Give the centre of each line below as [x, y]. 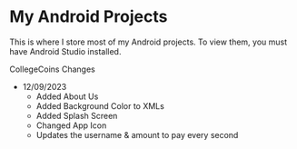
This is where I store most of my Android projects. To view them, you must [148, 42]
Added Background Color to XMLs [100, 105]
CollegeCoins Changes [52, 69]
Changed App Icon [71, 125]
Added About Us [67, 96]
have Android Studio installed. [65, 51]
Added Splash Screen [77, 115]
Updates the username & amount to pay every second [137, 134]
